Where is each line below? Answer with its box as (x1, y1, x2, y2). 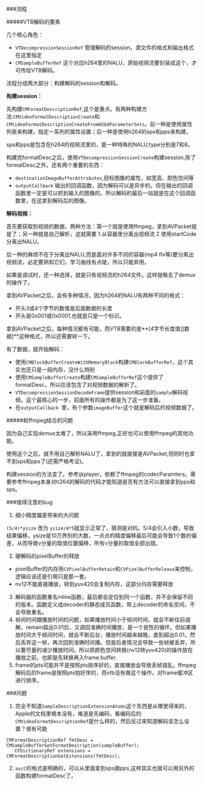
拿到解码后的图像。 (41, 197, 90, 204)
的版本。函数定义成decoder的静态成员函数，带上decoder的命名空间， (15, 601, 190, 608)
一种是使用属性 (155, 121, 193, 127)
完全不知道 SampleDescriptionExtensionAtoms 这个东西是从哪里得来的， (15, 703, 190, 709)
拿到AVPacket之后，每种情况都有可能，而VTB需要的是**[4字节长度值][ (6, 325, 185, 332)
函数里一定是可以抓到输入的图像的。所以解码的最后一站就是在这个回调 (15, 190, 191, 196)
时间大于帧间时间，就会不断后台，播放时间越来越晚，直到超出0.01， (20, 631, 190, 638)
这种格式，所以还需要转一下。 (19, 333, 94, 339)
